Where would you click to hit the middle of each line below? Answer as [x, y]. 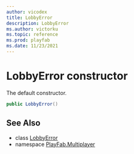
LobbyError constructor [67, 76]
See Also [23, 123]
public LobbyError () [32, 104]
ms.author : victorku [32, 29]
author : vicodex [27, 12]
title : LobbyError [29, 18]
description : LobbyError [38, 23]
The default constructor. [36, 93]
